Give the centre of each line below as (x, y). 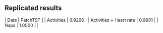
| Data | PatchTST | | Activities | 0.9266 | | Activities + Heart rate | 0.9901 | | (81, 20)
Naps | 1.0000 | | (22, 25)
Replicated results (33, 8)
